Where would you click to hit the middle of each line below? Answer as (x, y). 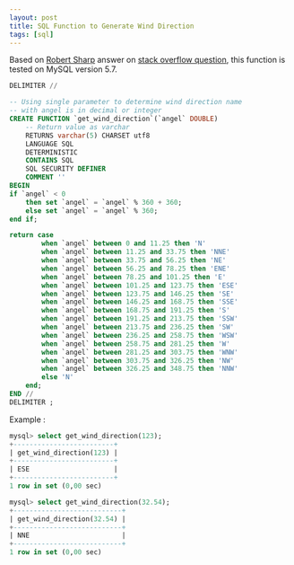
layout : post (34, 18)
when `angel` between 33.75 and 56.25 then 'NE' (134, 260)
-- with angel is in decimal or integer (86, 110)
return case (31, 235)
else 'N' (58, 377)
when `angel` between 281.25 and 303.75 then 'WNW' (140, 352)
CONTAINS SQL (50, 161)
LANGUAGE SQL (50, 144)
